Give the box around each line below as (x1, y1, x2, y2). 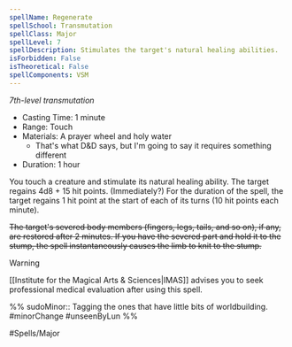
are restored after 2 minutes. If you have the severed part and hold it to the (9, 231, 281, 242)
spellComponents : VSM (9, 71, 89, 80)
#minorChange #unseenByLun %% (9, 311, 139, 321)
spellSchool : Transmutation (9, 21, 113, 30)
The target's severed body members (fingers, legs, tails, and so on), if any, (9, 221, 281, 232)
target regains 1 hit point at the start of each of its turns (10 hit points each (9, 195, 279, 205)
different (35, 150, 67, 160)
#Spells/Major (9, 328, 60, 338)
